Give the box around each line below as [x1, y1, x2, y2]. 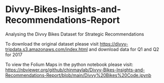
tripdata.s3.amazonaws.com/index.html [5, 46, 88, 52]
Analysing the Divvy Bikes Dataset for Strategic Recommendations [5, 31, 145, 37]
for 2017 [5, 52, 23, 58]
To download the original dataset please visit [5, 40, 99, 47]
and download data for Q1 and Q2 [88, 46, 159, 52]
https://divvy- [100, 40, 128, 47]
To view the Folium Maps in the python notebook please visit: [5, 61, 134, 67]
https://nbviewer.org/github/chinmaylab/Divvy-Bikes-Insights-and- [5, 67, 145, 73]
